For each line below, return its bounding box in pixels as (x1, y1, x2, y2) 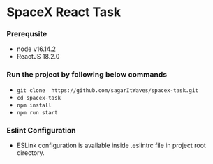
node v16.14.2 (16, 45, 57, 53)
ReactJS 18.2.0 (16, 52, 60, 61)
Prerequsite (6, 29, 47, 39)
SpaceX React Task (6, 4, 122, 20)
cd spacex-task (16, 94, 61, 101)
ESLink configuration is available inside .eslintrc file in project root (16, 141, 207, 150)
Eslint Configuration (6, 125, 76, 135)
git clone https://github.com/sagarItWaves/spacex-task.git (16, 87, 199, 94)
